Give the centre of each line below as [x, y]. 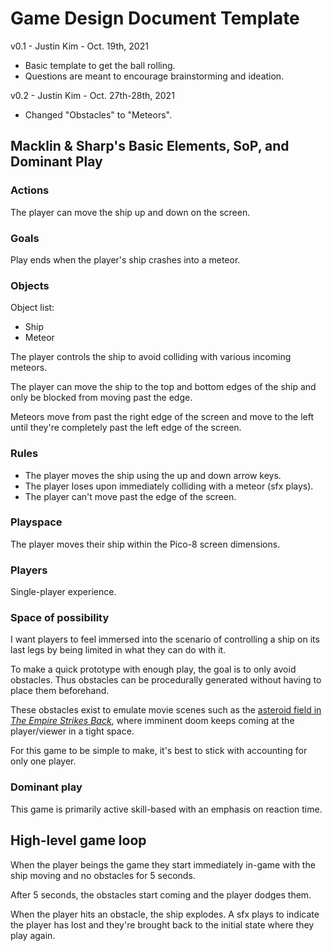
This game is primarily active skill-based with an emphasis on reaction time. [166, 809]
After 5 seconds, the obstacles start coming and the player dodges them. [161, 894]
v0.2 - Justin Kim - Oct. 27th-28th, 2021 [92, 95]
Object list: [32, 308]
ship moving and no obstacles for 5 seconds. [103, 875]
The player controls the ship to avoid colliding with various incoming [151, 357]
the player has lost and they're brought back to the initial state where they [162, 924]
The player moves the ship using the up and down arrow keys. [153, 475]
